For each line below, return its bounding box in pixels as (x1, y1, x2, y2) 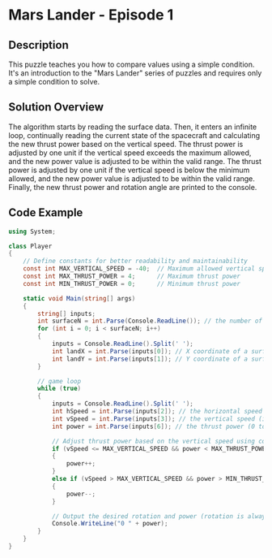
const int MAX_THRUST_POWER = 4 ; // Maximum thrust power (23, 272, 241, 280)
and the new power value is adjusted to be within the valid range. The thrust (8, 156, 261, 166)
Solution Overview (8, 100, 104, 115)
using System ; (8, 227, 57, 236)
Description (8, 38, 69, 52)
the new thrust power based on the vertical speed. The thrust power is (8, 139, 244, 149)
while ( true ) (37, 384, 82, 393)
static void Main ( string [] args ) (23, 294, 136, 302)
